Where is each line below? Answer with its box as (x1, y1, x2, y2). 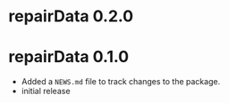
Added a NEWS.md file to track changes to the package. (21, 76, 221, 87)
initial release (21, 86, 71, 97)
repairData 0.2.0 (8, 6, 134, 27)
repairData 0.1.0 (8, 47, 130, 67)
